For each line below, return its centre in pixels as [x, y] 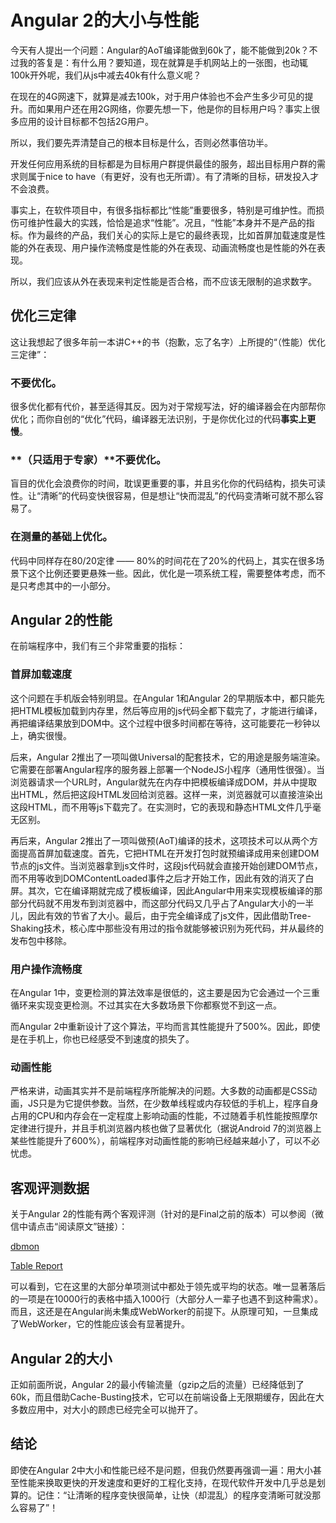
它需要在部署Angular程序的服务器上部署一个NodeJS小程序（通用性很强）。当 [167, 769]
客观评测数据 [50, 1187]
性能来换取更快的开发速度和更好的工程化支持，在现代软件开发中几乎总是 [167, 1482]
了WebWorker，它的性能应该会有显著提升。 [100, 1324]
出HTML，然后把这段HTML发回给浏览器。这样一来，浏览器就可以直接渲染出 [167, 794]
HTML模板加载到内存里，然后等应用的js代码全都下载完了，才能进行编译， [170, 710]
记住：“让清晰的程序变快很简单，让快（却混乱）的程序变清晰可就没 [174, 1495]
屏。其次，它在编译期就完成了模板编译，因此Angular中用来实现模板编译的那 [166, 890]
